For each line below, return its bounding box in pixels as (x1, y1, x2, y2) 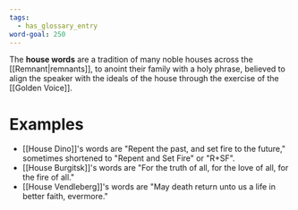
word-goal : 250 (9, 29, 66, 38)
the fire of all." (21, 172, 75, 183)
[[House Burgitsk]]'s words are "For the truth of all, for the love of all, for (21, 163, 289, 173)
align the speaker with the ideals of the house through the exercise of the (9, 73, 279, 84)
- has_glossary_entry (17, 21, 98, 30)
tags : (9, 13, 30, 22)
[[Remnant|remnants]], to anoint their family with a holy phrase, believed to (9, 63, 286, 74)
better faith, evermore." (21, 191, 109, 202)
